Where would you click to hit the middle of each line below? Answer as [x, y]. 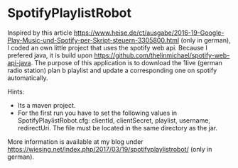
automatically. [28, 78]
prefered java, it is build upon [50, 55]
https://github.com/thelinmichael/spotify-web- [162, 55]
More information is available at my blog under [75, 141]
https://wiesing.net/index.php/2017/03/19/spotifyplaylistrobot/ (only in [110, 149]
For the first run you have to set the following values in [97, 113]
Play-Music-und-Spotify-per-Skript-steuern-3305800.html [93, 40]
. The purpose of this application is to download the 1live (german [126, 62]
